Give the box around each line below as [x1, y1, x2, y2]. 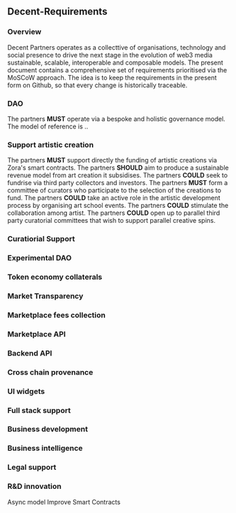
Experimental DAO [7, 253, 72, 263]
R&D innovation [7, 482, 62, 492]
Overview [7, 27, 42, 37]
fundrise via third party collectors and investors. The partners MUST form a [7, 179, 228, 187]
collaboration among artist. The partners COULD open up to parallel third [7, 209, 220, 217]
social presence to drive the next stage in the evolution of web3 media [7, 50, 213, 59]
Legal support [7, 463, 57, 473]
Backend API [7, 348, 52, 358]
